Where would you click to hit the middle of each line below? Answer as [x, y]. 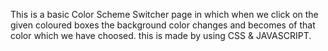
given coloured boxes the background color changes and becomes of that [163, 25]
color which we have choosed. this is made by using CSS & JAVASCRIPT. [161, 35]
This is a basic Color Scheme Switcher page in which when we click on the [164, 14]
